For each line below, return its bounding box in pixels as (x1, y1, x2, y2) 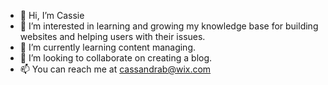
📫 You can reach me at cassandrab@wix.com (19, 63, 212, 75)
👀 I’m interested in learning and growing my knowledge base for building (19, 20, 319, 32)
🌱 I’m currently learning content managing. (19, 41, 197, 53)
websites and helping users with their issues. (19, 31, 206, 42)
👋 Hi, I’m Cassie (19, 10, 85, 21)
